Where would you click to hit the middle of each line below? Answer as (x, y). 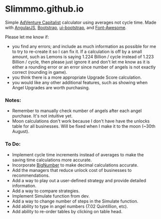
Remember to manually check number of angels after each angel (77, 111)
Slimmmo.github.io (44, 9)
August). (21, 132)
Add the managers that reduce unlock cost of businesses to (72, 170)
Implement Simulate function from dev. (51, 196)
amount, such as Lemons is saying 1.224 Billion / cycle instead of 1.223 (83, 56)
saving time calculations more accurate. (52, 160)
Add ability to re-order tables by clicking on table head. (67, 211)
